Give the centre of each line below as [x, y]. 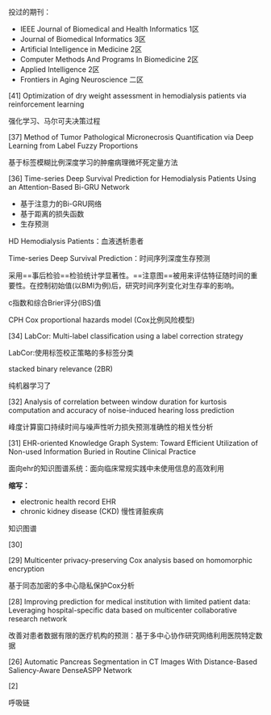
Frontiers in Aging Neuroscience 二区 [81, 80]
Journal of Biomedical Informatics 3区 [83, 39]
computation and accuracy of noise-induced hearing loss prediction [121, 410]
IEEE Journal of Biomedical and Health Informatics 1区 [109, 29]
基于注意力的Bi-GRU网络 [61, 204]
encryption [26, 569]
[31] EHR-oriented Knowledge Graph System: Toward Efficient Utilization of [133, 443]
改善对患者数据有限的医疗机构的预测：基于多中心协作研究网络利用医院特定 [132, 635]
